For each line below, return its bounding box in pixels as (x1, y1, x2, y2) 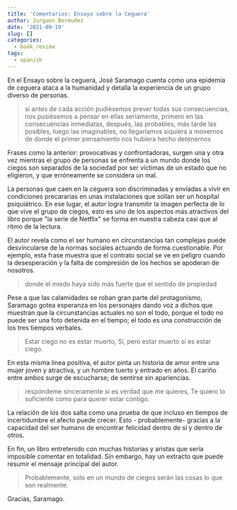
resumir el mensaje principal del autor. (7, 459, 119, 468)
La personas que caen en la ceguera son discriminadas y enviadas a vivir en (7, 185, 230, 193)
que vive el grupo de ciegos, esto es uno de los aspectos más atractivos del (7, 207, 229, 216)
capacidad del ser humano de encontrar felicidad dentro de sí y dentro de (7, 423, 223, 431)
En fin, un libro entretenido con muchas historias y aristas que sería (7, 444, 204, 453)
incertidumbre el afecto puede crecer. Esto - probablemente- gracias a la (7, 415, 221, 424)
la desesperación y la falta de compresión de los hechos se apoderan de (7, 258, 219, 267)
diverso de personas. (7, 91, 69, 99)
